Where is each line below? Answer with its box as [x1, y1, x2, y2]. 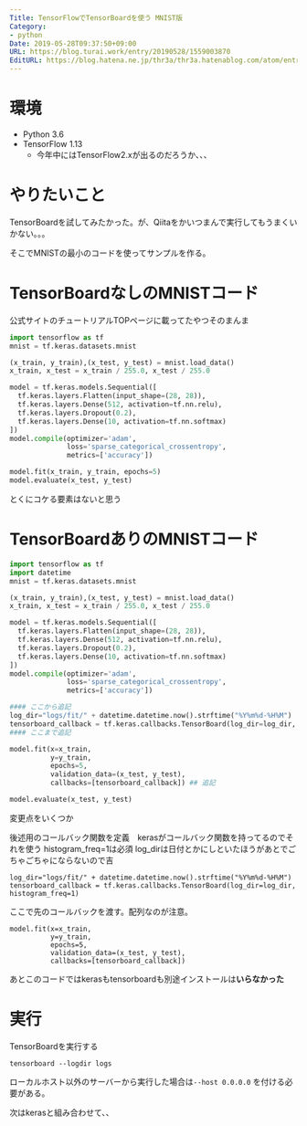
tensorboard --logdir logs [9, 1058, 112, 1068]
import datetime [9, 568, 71, 577]
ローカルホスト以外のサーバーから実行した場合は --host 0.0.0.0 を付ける [9, 1076, 286, 1087]
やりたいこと [9, 184, 107, 205]
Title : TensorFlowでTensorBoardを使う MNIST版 [9, 13, 183, 23]
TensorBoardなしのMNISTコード [9, 283, 259, 304]
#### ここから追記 [9, 702, 71, 712]
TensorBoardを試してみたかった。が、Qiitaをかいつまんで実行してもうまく [9, 216, 290, 227]
